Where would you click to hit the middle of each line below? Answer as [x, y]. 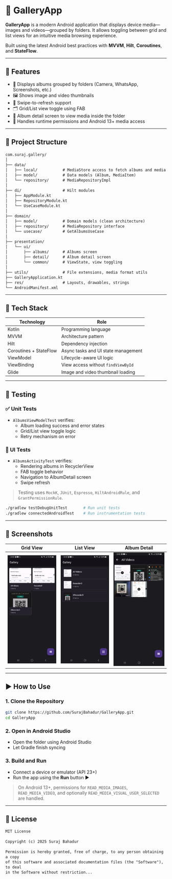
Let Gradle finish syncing [39, 747]
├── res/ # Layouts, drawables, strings [67, 283]
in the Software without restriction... [49, 872]
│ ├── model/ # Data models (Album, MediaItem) [71, 175]
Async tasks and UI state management [102, 351]
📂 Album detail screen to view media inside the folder [69, 116]
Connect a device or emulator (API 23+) [55, 772]
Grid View [32, 548]
